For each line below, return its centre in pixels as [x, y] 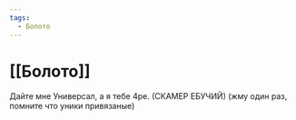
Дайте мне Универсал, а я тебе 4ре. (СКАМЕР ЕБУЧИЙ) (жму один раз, [148, 96]
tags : [20, 18]
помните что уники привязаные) [72, 106]
